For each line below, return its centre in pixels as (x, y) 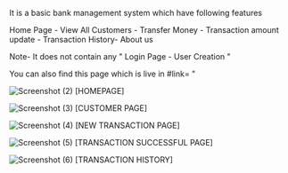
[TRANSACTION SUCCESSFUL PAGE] (144, 142)
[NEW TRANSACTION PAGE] (128, 125)
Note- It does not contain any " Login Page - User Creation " (120, 56)
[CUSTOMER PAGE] (111, 108)
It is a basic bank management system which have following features (136, 13)
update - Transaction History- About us (81, 39)
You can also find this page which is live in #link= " (103, 74)
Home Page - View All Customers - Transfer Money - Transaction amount (144, 30)
